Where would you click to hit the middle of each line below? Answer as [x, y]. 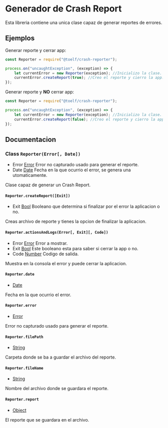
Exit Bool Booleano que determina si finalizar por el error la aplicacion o [86, 207]
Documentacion [31, 140]
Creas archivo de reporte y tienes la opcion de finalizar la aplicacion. [76, 221]
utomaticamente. [30, 175]
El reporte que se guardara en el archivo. [47, 420]
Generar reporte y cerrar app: [36, 50]
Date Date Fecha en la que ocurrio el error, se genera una [71, 170]
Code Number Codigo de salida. [45, 254]
